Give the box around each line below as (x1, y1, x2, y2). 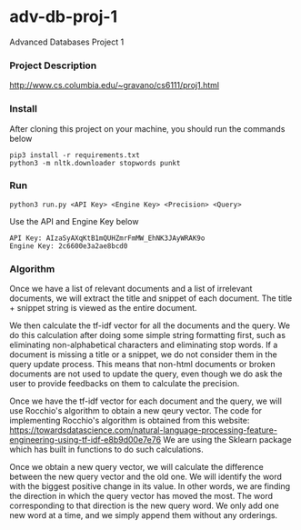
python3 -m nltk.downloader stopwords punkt (9, 158, 181, 167)
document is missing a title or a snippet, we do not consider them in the (9, 349, 277, 360)
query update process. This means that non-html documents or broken (9, 359, 276, 370)
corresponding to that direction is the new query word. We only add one (9, 500, 279, 511)
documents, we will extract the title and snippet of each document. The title (9, 293, 293, 304)
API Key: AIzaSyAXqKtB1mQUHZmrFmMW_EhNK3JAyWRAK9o (9, 234, 206, 243)
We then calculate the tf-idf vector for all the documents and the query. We (9, 320, 291, 331)
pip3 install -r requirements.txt (9, 150, 141, 160)
